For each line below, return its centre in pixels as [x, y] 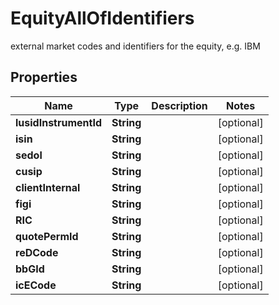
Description [179, 105]
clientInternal [48, 187]
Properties [44, 77]
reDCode [37, 252]
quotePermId [47, 236]
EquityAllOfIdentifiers [102, 18]
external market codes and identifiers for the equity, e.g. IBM [135, 46]
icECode [36, 285]
